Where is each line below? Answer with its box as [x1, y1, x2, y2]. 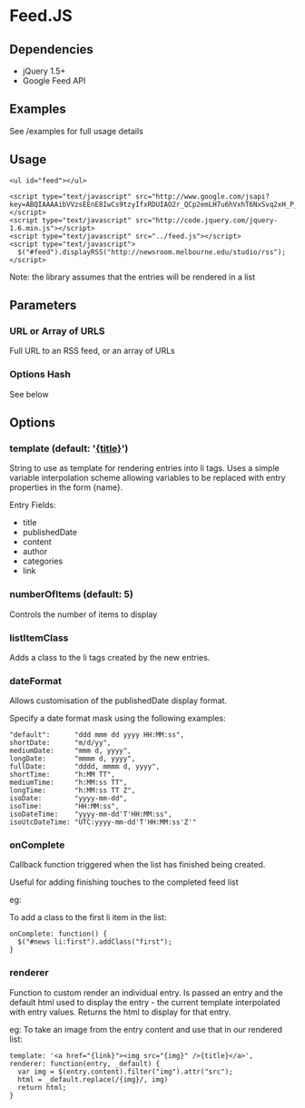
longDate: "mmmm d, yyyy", [9, 754, 136, 763]
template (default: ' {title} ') [9, 442, 129, 455]
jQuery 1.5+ [22, 65, 66, 76]
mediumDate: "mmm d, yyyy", [9, 746, 132, 756]
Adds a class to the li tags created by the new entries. [9, 652, 211, 662]
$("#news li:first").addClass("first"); [17, 937, 172, 946]
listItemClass [9, 632, 69, 644]
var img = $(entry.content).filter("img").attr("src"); [17, 1067, 233, 1076]
